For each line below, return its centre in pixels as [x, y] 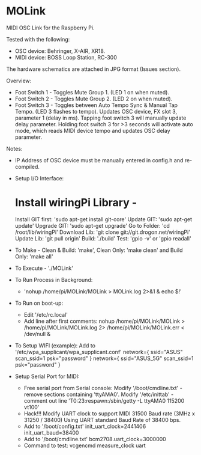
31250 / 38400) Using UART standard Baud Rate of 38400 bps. [102, 420]
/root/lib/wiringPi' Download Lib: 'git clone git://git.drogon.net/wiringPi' [103, 232]
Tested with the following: [38, 39]
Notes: [14, 148]
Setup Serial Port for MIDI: [47, 376]
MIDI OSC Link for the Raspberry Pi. [50, 28]
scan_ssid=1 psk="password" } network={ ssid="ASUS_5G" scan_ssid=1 [104, 358]
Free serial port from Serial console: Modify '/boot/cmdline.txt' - [103, 388]
